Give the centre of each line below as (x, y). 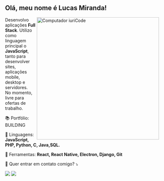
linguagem (16, 41)
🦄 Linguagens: (20, 135)
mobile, (13, 77)
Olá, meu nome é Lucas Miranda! (56, 8)
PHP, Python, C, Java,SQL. (32, 145)
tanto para (15, 56)
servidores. (16, 87)
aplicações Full (20, 25)
